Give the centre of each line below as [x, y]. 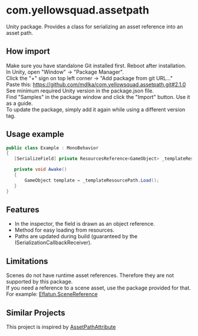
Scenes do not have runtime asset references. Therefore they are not [90, 275]
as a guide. [20, 103]
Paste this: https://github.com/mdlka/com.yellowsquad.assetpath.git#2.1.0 [96, 84]
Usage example [35, 134]
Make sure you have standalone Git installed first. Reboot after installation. [96, 65]
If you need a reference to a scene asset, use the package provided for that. [99, 288]
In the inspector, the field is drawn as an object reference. [85, 224]
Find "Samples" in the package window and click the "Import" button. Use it [98, 97]
